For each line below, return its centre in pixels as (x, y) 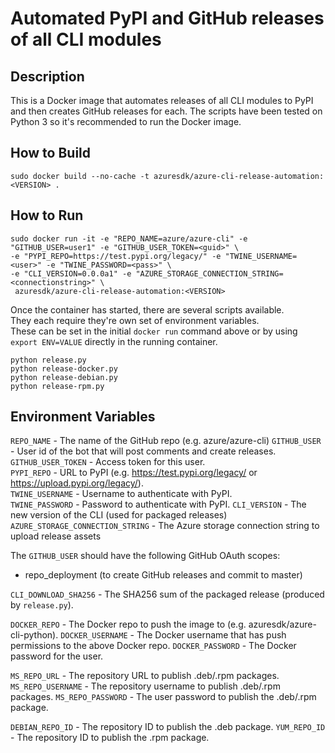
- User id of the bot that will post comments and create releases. (143, 451)
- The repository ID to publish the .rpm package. (110, 738)
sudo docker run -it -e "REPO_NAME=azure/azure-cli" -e (129, 238)
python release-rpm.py (57, 386)
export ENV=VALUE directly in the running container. (114, 341)
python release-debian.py (64, 377)
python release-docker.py (64, 368)
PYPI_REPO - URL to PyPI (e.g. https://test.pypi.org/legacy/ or (134, 473)
